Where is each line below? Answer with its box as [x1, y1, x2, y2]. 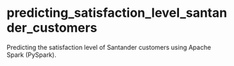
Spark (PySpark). [6, 51, 57, 59]
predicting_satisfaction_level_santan [6, 5, 228, 21]
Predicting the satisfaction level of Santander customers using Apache [6, 43, 211, 51]
